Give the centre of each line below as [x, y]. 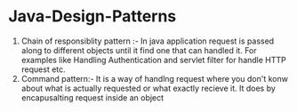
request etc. [43, 69]
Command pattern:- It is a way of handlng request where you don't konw [154, 78]
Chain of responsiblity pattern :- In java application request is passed [148, 41]
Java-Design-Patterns [92, 16]
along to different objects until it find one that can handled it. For [139, 50]
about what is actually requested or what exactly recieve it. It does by [148, 88]
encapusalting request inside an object [92, 97]
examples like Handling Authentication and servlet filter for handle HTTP [153, 60]
